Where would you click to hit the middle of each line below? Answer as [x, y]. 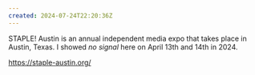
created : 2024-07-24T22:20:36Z [61, 16]
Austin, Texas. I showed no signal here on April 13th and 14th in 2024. [123, 47]
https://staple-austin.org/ [50, 62]
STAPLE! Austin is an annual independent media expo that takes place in [127, 38]
